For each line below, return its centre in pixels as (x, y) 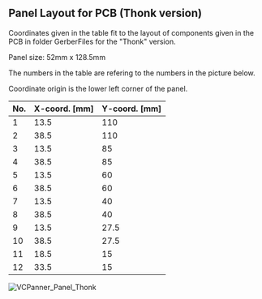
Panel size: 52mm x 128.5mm (57, 57)
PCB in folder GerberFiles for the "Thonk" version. (92, 41)
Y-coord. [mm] (132, 109)
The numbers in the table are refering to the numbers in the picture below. (132, 73)
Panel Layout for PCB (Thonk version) (105, 13)
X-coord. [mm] (64, 109)
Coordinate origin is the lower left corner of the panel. (98, 88)
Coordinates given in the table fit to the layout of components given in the (131, 32)
